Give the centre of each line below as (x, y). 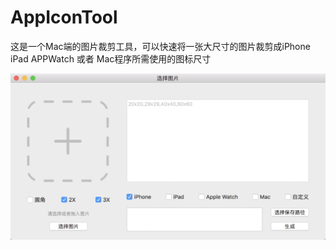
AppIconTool (64, 17)
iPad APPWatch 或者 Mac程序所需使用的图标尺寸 (111, 58)
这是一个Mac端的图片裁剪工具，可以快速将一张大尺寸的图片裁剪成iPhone (160, 46)
